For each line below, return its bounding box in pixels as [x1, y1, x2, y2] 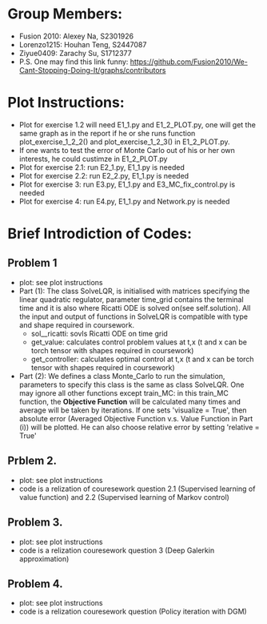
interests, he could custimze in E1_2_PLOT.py [18, 154, 168, 163]
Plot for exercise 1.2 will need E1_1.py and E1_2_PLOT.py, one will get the [18, 119, 257, 129]
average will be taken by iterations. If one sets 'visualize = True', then [18, 405, 247, 415]
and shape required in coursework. [18, 320, 135, 329]
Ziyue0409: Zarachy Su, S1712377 [18, 48, 133, 58]
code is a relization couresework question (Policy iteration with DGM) [18, 606, 247, 617]
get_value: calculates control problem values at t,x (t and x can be [30, 337, 248, 347]
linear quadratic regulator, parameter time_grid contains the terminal [18, 294, 245, 304]
